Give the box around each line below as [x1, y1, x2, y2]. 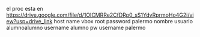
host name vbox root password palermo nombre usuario [53, 18, 193, 24]
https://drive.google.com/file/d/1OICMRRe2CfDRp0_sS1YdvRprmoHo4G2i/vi [6, 11, 194, 18]
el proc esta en [6, 5, 43, 12]
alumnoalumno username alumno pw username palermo [6, 24, 146, 31]
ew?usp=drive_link [6, 18, 53, 24]
